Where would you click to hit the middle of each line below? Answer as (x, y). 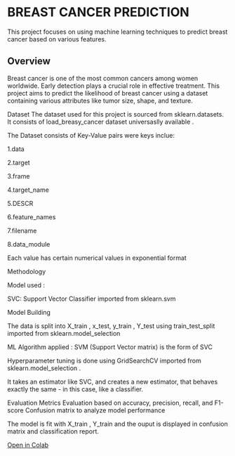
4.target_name (28, 190)
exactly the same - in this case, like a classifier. (75, 389)
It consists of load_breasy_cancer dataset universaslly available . (101, 122)
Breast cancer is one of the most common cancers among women (103, 78)
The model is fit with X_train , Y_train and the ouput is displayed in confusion (117, 424)
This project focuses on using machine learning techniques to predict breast (117, 32)
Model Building (29, 312)
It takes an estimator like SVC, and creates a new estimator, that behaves (113, 382)
